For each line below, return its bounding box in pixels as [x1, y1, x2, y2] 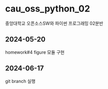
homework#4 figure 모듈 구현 [5, 49, 65, 55]
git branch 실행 [5, 78, 36, 84]
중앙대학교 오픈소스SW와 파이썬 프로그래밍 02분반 [5, 20, 103, 26]
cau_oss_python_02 [5, 3, 90, 15]
